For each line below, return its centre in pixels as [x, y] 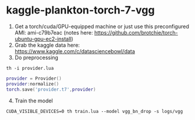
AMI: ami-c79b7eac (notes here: [54, 32]
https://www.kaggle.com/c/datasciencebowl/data [75, 51]
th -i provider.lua [30, 68]
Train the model [34, 101]
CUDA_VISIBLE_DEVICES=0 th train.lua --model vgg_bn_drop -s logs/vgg [95, 111]
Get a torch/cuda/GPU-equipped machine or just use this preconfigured [102, 26]
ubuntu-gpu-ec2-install [43, 39]
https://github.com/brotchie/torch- [136, 32]
